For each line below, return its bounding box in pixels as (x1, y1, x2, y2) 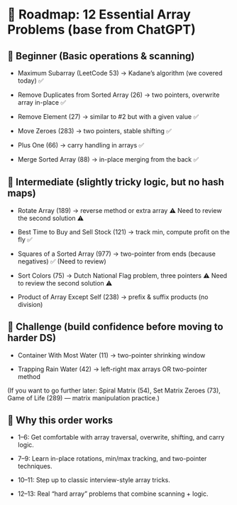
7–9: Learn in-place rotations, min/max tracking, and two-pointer (17, 454, 207, 463)
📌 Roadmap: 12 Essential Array (7, 6, 192, 23)
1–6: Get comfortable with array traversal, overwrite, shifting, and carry (17, 433, 225, 442)
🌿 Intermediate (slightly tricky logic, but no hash (7, 176, 225, 188)
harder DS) (7, 332, 57, 344)
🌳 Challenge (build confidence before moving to (7, 321, 224, 333)
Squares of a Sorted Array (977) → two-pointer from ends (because (17, 249, 216, 258)
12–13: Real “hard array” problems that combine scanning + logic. (17, 489, 209, 498)
